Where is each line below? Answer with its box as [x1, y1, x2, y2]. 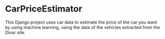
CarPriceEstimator [5, 3, 83, 14]
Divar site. [5, 29, 26, 35]
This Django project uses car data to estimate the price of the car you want [5, 19, 158, 25]
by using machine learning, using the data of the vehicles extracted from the [5, 24, 160, 30]
